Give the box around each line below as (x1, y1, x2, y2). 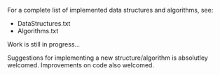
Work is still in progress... (7, 40, 81, 48)
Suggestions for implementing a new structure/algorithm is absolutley (7, 53, 208, 62)
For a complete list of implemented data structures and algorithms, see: (7, 6, 214, 14)
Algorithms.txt (17, 27, 59, 35)
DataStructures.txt (17, 19, 71, 27)
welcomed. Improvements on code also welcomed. (7, 61, 154, 69)
